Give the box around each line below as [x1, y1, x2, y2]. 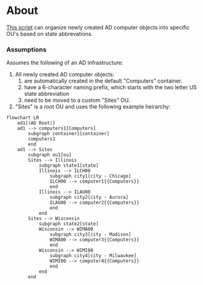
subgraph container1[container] [28, 131, 110, 137]
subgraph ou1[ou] [28, 152, 72, 158]
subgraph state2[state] [38, 221, 99, 227]
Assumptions [6, 45, 47, 53]
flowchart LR [6, 115, 39, 121]
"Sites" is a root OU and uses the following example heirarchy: [15, 103, 171, 110]
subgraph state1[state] [38, 163, 99, 169]
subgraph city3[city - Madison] [49, 232, 131, 238]
